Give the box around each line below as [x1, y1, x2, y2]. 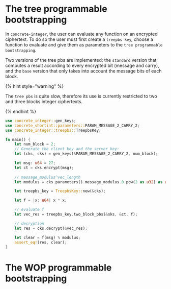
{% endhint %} [5, 108, 37, 114]
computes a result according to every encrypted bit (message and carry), [5, 62, 159, 68]
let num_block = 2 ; [14, 141, 56, 147]
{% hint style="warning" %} [5, 83, 64, 89]
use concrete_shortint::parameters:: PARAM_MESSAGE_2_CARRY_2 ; [5, 123, 140, 128]
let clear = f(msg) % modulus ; [14, 235, 81, 240]
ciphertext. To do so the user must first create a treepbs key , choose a [5, 36, 154, 42]
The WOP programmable [5, 261, 112, 273]
